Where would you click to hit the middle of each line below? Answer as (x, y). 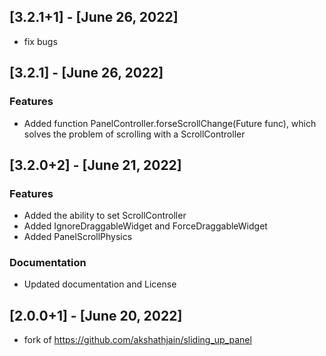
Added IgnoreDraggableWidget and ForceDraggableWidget (145, 226)
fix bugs (40, 41)
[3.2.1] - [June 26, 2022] (86, 73)
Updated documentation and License (100, 284)
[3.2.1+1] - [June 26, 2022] (94, 17)
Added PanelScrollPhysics (78, 237)
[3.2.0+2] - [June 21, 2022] (95, 165)
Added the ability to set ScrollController (105, 216)
